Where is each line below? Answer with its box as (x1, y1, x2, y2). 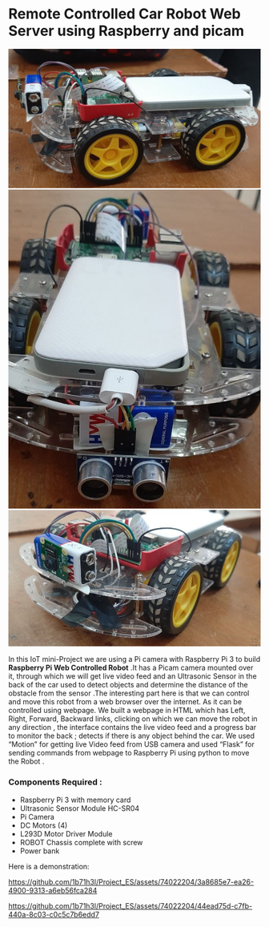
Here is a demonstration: (8, 861, 90, 871)
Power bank (19, 846, 60, 856)
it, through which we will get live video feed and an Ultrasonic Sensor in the (8, 671, 258, 681)
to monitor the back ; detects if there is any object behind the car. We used (8, 731, 255, 741)
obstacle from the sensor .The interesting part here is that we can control (8, 688, 250, 698)
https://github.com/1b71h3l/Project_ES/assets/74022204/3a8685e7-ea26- (8, 877, 255, 886)
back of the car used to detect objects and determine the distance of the (8, 680, 248, 690)
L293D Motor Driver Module (19, 828, 114, 838)
